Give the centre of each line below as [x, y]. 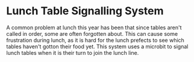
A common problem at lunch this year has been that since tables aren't [94, 27]
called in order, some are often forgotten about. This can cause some [92, 33]
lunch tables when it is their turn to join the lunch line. [73, 52]
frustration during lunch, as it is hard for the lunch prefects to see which [95, 40]
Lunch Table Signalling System [85, 11]
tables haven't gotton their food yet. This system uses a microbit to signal [97, 46]
